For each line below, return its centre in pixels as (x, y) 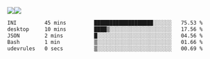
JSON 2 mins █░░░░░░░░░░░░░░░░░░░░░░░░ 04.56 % (105, 36)
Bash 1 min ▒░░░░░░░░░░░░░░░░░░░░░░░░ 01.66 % (105, 42)
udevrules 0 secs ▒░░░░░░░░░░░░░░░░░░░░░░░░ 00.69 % (105, 48)
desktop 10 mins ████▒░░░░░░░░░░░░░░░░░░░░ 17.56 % (105, 29)
